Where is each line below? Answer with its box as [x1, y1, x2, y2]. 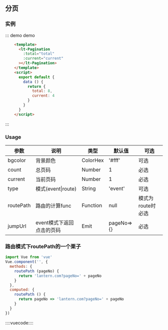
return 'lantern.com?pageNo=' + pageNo [18, 273, 101, 278]
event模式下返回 [35, 219, 74, 226]
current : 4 [31, 93, 55, 98]
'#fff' [108, 156, 120, 163]
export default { [18, 74, 55, 80]
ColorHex [81, 156, 104, 163]
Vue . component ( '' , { [5, 259, 48, 264]
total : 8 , [31, 89, 52, 94]
